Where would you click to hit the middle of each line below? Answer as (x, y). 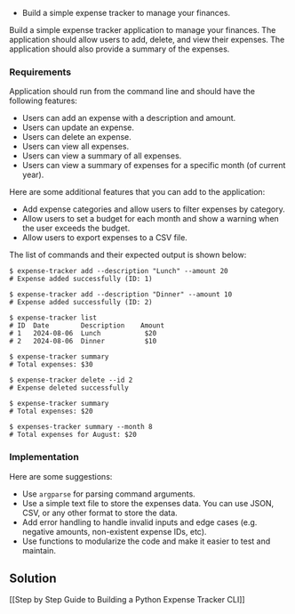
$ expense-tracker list (53, 318)
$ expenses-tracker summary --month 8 (81, 427)
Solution (33, 578)
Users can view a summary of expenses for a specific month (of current (154, 166)
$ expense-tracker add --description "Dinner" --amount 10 (121, 295)
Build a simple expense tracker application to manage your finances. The (143, 30)
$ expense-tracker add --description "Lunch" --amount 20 (119, 271)
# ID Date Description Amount (87, 326)
